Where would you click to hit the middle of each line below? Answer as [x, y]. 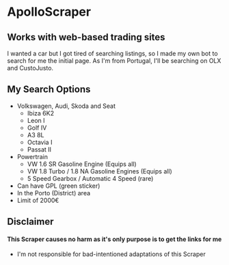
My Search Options [49, 89]
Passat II [39, 149]
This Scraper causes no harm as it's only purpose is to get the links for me [114, 239]
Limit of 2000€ [38, 200]
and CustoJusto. [30, 68]
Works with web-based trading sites [86, 37]
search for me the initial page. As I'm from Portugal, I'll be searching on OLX [114, 61]
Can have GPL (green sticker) [58, 186]
